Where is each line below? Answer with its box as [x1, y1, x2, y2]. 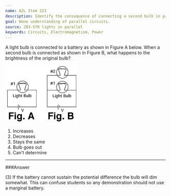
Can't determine [12, 150, 47, 156]
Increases [12, 128, 34, 134]
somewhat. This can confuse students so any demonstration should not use [5, 180, 164, 186]
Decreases [12, 133, 36, 139]
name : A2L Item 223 [5, 8, 47, 13]
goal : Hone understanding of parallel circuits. [5, 19, 110, 24]
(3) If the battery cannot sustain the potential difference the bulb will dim [5, 174, 157, 180]
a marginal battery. [5, 185, 45, 191]
